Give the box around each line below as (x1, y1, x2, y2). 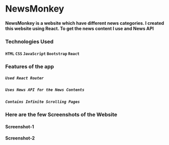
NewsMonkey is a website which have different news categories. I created (5, 20, 164, 26)
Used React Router (5, 75, 44, 81)
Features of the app (5, 63, 54, 70)
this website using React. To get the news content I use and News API (5, 25, 154, 31)
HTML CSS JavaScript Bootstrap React (5, 52, 80, 57)
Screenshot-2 (5, 135, 35, 141)
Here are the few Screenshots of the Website (5, 111, 118, 118)
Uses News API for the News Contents (5, 87, 85, 92)
